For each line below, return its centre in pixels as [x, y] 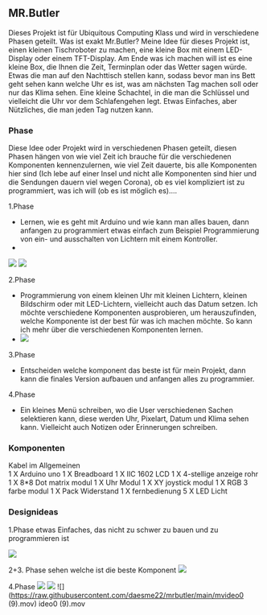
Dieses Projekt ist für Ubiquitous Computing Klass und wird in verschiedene [134, 32]
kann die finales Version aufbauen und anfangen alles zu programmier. [137, 379]
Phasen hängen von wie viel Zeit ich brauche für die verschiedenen [120, 157]
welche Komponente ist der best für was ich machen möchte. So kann [136, 321]
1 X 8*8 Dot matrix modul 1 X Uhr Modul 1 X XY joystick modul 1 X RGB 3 [128, 483]
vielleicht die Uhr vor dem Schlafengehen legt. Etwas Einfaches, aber [123, 101]
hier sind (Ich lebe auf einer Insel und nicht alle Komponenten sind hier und [133, 174]
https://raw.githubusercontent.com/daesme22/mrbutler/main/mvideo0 [127, 595]
